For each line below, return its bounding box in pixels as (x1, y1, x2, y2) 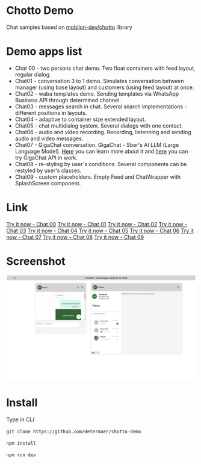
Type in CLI (6, 416, 35, 423)
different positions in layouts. (14, 109, 87, 116)
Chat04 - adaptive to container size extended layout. (14, 116, 146, 123)
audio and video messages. (14, 135, 84, 142)
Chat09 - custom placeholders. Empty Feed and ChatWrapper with (14, 173, 181, 181)
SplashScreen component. (14, 179, 81, 187)
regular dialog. (14, 70, 51, 78)
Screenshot (6, 255, 66, 268)
